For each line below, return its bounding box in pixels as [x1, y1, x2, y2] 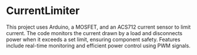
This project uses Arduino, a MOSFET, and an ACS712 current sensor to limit [6, 23, 191, 30]
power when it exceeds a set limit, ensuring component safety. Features [6, 36, 181, 43]
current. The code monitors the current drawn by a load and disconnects [6, 29, 183, 36]
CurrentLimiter [6, 4, 80, 18]
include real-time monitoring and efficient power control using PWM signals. [6, 42, 191, 49]
